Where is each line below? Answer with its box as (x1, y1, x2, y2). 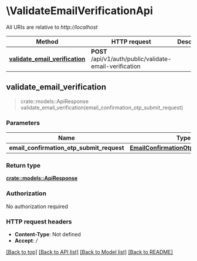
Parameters (6, 119, 40, 127)
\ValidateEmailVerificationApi (6, 4, 154, 18)
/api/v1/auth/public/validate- (90, 55, 172, 63)
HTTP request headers (6, 217, 72, 226)
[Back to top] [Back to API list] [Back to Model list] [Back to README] (6, 248, 173, 255)
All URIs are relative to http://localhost (6, 24, 98, 31)
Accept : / (14, 237, 38, 244)
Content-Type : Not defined (14, 230, 81, 237)
